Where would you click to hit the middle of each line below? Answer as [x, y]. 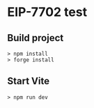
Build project [36, 38]
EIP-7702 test [47, 12]
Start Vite [29, 81]
